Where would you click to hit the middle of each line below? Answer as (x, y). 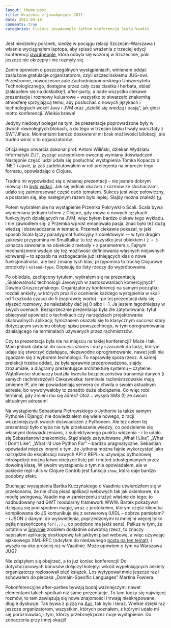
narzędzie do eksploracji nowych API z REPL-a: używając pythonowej (78, 454)
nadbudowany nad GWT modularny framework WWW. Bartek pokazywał (81, 502)
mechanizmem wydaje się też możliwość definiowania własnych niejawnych (85, 251)
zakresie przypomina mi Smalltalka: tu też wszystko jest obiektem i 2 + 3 (82, 240)
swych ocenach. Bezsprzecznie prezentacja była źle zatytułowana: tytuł (81, 309)
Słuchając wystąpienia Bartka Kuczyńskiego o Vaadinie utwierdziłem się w (83, 486)
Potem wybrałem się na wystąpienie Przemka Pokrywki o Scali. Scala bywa (84, 207)
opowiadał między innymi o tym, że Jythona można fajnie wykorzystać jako (84, 449)
